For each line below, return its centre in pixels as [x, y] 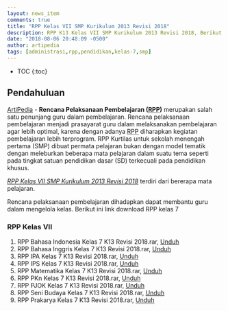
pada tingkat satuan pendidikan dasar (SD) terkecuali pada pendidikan [106, 160]
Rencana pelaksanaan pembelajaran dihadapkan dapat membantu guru [108, 201]
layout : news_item [33, 13]
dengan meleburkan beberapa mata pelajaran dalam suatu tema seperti [108, 153]
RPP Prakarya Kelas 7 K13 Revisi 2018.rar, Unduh [86, 300]
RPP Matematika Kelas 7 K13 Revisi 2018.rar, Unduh [89, 270]
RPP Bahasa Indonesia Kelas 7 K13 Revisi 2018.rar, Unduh [98, 242]
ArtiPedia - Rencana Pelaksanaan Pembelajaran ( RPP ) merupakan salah [110, 109]
